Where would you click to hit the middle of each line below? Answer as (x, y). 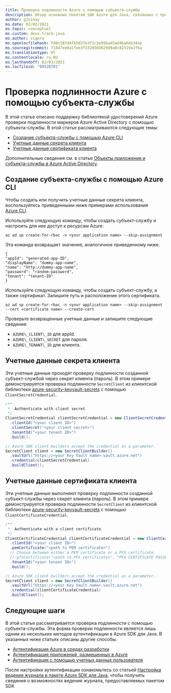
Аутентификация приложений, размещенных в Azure (70, 654)
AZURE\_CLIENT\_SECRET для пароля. (50, 339)
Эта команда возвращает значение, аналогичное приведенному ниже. (83, 244)
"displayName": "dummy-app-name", (42, 263)
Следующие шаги (35, 611)
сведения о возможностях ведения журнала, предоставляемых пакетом (85, 680)
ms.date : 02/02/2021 (27, 24)
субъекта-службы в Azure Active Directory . (52, 164)
